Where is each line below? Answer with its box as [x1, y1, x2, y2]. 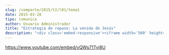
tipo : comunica [5, 16, 37, 21]
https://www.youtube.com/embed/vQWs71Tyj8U [5, 44, 106, 50]
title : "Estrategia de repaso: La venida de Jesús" [5, 26, 116, 31]
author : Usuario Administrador [5, 21, 71, 26]
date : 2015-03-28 [5, 12, 42, 17]
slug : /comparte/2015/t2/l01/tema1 [5, 7, 80, 12]
